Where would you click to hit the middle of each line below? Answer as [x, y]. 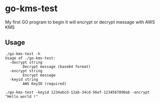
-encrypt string [26, 71]
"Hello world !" [22, 96]
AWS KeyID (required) [45, 83]
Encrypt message [39, 75]
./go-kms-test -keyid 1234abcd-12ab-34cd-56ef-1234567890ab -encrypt [78, 92]
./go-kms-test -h [23, 54]
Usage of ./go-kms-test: [30, 58]
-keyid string [24, 79]
